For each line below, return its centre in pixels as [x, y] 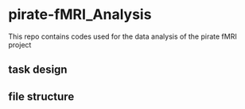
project [20, 44]
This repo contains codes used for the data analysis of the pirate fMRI [122, 36]
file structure [41, 96]
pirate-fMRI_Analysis [80, 15]
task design [38, 70]
